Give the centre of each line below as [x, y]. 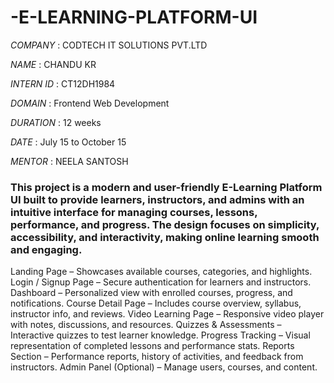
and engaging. [46, 249]
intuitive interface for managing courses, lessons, [134, 212]
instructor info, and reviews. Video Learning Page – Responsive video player [167, 314]
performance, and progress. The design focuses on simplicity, [165, 224]
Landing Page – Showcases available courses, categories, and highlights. [161, 272]
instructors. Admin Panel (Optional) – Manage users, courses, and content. [164, 367]
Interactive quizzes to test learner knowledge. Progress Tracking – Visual [160, 335]
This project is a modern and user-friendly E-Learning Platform [166, 187]
